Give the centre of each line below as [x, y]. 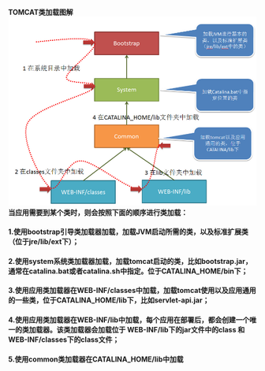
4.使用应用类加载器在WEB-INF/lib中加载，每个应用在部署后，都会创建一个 [129, 320]
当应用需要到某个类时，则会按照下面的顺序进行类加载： [98, 212]
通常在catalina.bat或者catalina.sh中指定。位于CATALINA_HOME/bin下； [128, 271]
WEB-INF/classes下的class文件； [64, 339]
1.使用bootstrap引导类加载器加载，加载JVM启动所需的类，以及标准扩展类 [128, 232]
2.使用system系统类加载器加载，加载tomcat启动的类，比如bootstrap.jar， [130, 261]
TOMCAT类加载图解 [41, 12]
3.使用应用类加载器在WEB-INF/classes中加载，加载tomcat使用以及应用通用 [132, 291]
